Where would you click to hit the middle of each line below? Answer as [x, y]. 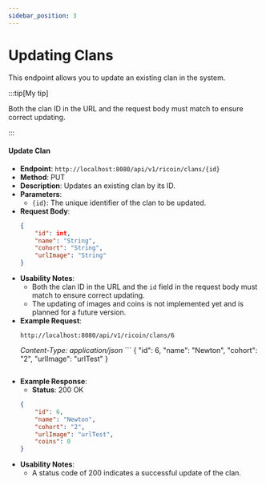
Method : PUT [42, 177]
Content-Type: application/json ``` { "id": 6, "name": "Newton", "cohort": [139, 351]
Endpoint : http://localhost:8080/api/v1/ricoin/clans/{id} [120, 168]
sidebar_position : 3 [43, 16]
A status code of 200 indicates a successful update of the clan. [137, 473]
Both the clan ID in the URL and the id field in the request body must [145, 287]
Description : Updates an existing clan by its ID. [98, 186]
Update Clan [29, 151]
